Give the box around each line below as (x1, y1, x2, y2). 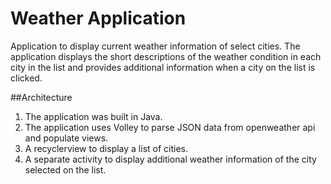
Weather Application (10, 7, 187, 30)
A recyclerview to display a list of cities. (24, 142, 189, 154)
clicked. (10, 72, 43, 84)
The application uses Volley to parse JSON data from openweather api (24, 121, 316, 133)
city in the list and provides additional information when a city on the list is (10, 61, 316, 73)
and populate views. (24, 132, 109, 144)
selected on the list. (24, 163, 107, 176)
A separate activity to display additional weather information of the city (24, 153, 317, 165)
